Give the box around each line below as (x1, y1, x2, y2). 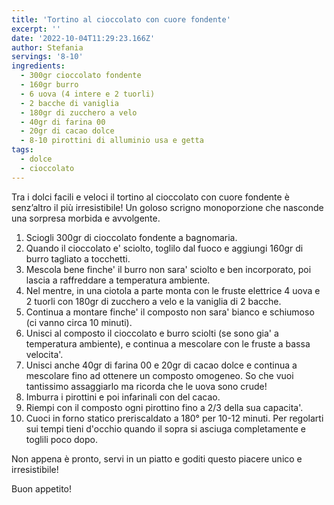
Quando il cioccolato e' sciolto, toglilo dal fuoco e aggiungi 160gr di (25, 242, 304, 254)
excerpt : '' (11, 24, 61, 34)
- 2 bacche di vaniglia (20, 98, 119, 108)
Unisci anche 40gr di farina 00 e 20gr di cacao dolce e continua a (25, 359, 298, 371)
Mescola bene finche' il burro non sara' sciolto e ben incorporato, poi (25, 263, 312, 275)
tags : (11, 145, 34, 155)
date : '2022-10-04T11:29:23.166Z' (11, 33, 156, 43)
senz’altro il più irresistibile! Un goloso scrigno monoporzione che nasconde (11, 201, 324, 213)
